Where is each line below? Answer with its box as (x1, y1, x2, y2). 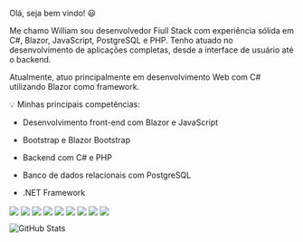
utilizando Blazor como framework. (9, 82, 140, 92)
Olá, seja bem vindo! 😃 (9, 8, 97, 18)
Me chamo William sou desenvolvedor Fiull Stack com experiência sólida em (9, 25, 294, 35)
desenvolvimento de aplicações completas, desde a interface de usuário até (9, 44, 294, 55)
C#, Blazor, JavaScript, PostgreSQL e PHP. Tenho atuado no (9, 35, 233, 45)
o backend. (9, 54, 52, 64)
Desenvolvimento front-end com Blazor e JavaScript (22, 117, 219, 128)
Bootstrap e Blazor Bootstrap (22, 135, 131, 145)
